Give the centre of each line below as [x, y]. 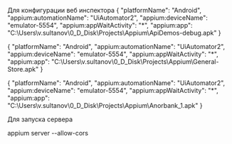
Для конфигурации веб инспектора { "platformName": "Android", [104, 10]
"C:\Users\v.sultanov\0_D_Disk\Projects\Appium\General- [135, 62]
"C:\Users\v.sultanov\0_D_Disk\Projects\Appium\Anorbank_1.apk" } [105, 105]
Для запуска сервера [40, 119]
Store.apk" [23, 69]
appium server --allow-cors [48, 133]
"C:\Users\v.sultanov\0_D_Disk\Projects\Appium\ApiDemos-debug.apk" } [115, 33]
